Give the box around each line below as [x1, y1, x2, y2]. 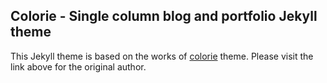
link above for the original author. [10, 60, 147, 73]
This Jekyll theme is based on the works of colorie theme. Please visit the [10, 50, 314, 62]
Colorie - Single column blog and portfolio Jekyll [10, 8, 318, 25]
